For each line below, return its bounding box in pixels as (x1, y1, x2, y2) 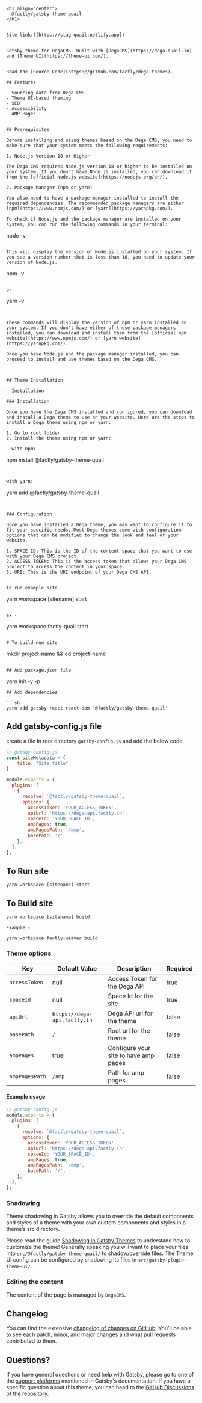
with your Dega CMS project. (6, 553, 79, 559)
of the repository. (6, 1390, 49, 1398)
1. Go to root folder (6, 430, 61, 436)
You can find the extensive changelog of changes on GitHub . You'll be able (6, 1325, 192, 1332)
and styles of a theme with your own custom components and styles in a (6, 1219, 186, 1226)
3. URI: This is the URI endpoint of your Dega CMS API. (6, 569, 152, 575)
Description (117, 965, 151, 973)
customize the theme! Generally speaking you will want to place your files (6, 1244, 189, 1251)
